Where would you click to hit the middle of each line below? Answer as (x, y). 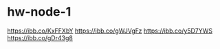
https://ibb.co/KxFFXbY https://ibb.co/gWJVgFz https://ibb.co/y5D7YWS (110, 31)
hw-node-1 (39, 12)
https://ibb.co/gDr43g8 (40, 37)
